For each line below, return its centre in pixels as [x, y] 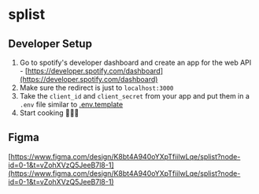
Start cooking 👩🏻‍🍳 [49, 113]
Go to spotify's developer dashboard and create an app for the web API [135, 62]
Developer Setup [50, 44]
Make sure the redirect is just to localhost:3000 [96, 88]
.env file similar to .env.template [71, 104]
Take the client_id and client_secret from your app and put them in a [135, 96]
